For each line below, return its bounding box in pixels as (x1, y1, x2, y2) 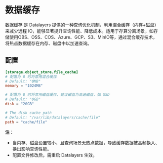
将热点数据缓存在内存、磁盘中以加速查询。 (5, 40, 92, 46)
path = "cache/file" (5, 120, 48, 124)
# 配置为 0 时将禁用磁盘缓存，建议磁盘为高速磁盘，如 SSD (5, 92, 110, 97)
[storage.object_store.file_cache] (5, 70, 79, 75)
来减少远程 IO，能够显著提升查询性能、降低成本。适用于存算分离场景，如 (5, 28, 154, 34)
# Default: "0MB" (5, 79, 41, 84)
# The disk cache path (5, 110, 52, 115)
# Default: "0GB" (5, 97, 41, 102)
